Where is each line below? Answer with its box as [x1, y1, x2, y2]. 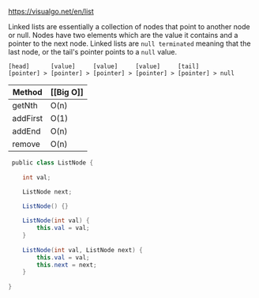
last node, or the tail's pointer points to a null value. [8, 47, 178, 56]
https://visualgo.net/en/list [8, 7, 95, 16]
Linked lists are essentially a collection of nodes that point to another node [8, 22, 250, 31]
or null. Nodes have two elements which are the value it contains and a [8, 31, 238, 40]
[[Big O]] [50, 87, 84, 97]
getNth [12, 100, 38, 111]
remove [12, 138, 41, 149]
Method [12, 87, 43, 97]
